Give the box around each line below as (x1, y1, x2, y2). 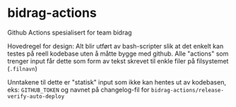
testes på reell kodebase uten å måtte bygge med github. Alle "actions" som (7, 49, 229, 58)
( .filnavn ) (7, 64, 37, 73)
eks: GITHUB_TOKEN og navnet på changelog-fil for (7, 85, 150, 94)
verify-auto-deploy (7, 93, 65, 100)
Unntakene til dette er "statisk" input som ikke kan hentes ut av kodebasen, (7, 77, 226, 86)
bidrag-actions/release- (151, 87, 225, 94)
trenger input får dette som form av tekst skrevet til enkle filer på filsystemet (7, 56, 229, 65)
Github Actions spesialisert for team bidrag (7, 28, 132, 37)
